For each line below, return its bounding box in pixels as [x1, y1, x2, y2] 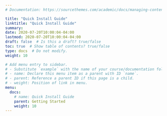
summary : [5, 25, 23, 30]
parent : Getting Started [14, 99, 66, 104]
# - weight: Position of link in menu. [5, 80, 88, 86]
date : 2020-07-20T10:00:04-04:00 [5, 30, 75, 35]
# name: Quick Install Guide [14, 94, 75, 99]
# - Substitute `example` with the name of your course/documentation [5, 66, 155, 72]
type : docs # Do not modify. [5, 48, 68, 54]
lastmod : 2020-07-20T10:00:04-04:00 [5, 35, 81, 40]
